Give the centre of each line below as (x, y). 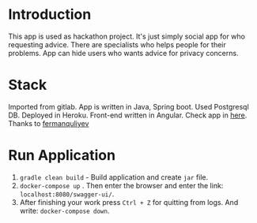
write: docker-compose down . (64, 210)
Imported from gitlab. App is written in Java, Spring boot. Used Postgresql (128, 106)
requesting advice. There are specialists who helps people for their (117, 44)
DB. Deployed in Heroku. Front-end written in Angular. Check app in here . (128, 115)
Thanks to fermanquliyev (49, 123)
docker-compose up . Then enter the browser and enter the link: (121, 185)
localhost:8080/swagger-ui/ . (67, 194)
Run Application (62, 156)
